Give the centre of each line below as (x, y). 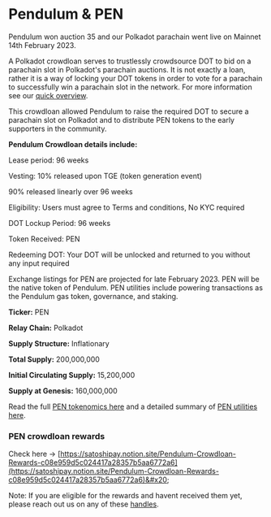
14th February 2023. (42, 45)
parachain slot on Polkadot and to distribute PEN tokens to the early (122, 119)
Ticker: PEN (29, 312)
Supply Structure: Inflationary (59, 343)
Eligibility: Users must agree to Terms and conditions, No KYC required (127, 207)
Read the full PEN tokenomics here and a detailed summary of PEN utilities (133, 406)
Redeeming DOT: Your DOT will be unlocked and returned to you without (129, 254)
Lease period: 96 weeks (49, 160)
